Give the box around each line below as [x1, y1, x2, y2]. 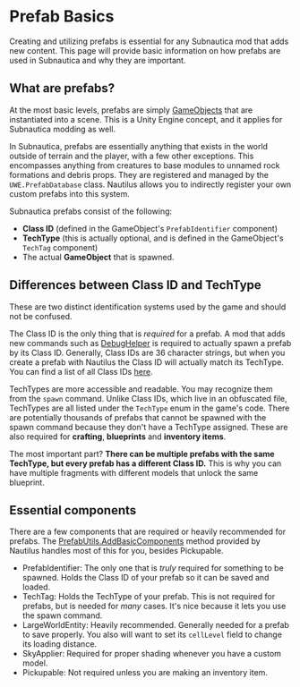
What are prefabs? [9, 81, 116, 96]
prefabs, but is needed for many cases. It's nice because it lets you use [21, 601, 287, 612]
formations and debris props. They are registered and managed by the [9, 169, 269, 180]
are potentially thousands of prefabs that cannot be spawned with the [9, 411, 267, 422]
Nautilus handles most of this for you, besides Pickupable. [9, 546, 224, 556]
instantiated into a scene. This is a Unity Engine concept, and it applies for [9, 114, 283, 124]
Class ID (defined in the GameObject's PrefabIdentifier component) [21, 223, 278, 233]
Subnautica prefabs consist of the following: [9, 206, 173, 216]
